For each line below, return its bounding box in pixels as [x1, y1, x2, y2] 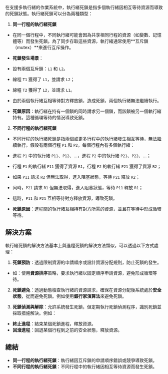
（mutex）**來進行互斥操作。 [12, 45, 74, 50]
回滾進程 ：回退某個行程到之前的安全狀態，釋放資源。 [12, 327, 122, 333]
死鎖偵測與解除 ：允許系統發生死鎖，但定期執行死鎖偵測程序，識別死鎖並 [12, 303, 161, 309]
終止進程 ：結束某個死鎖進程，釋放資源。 [12, 320, 96, 326]
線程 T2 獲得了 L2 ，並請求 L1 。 [12, 87, 75, 93]
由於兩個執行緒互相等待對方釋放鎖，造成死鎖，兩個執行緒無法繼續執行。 [12, 98, 161, 104]
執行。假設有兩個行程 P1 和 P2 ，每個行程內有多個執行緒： [16, 142, 135, 148]
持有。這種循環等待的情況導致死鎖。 [12, 115, 87, 120]
